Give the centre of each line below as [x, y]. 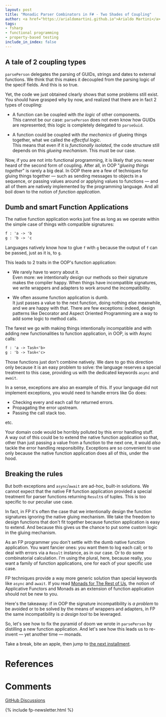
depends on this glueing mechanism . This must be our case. [74, 150]
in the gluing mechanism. [31, 532]
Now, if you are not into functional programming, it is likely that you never [80, 160]
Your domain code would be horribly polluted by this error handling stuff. [79, 432]
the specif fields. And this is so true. [42, 84]
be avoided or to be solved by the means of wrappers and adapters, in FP [80, 609]
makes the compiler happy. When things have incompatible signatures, [84, 283]
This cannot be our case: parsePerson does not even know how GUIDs [84, 120]
